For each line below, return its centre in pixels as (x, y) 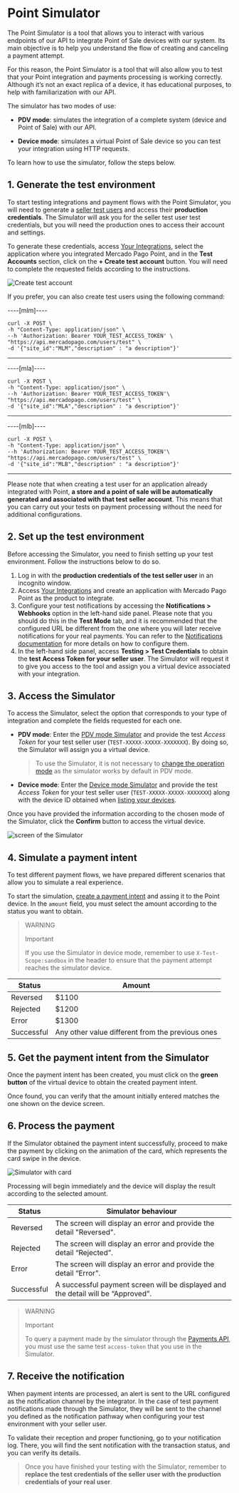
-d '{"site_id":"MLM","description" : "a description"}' (94, 348)
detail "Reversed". (85, 1232)
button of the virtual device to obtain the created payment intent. (102, 1082)
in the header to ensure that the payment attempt (140, 961)
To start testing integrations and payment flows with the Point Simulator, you (119, 202)
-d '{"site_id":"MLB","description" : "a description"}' (94, 464)
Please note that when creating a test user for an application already (107, 484)
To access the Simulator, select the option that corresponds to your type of (117, 713)
